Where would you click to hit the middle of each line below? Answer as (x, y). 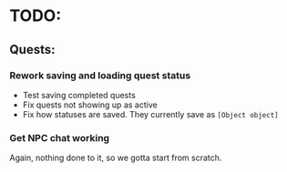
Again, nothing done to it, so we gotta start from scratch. (116, 158)
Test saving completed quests (79, 95)
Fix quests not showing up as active (90, 105)
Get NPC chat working (60, 137)
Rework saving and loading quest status (100, 76)
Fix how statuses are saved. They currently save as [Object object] (151, 114)
